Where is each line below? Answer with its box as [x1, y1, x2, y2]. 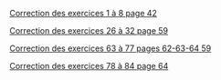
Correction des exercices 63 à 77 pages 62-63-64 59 [9, 43, 212, 54]
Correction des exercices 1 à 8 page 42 [9, 8, 158, 18]
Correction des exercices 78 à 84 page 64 [9, 61, 169, 71]
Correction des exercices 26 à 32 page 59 [9, 25, 169, 35]
